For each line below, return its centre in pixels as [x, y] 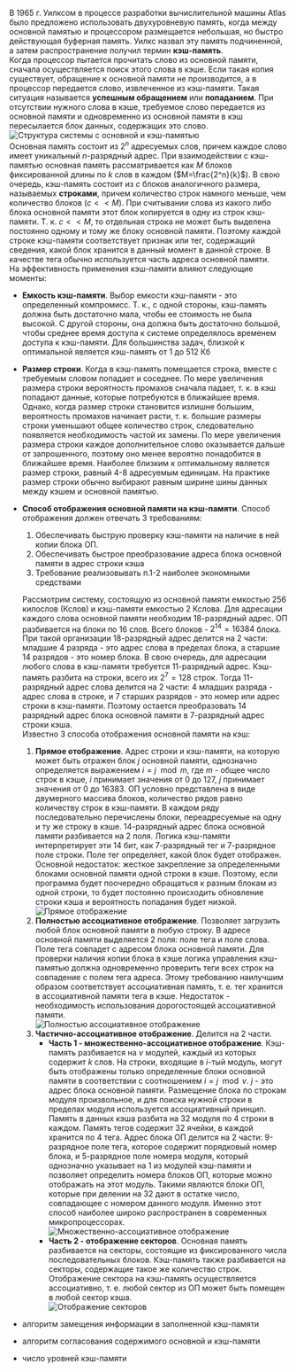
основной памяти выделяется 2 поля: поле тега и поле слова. [152, 939]
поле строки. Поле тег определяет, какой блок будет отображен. [158, 854]
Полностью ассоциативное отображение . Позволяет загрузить [158, 920]
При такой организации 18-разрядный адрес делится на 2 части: [144, 638]
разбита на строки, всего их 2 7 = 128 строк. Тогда [146, 677]
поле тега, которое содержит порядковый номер [184, 1146]
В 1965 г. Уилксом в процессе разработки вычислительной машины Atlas [148, 13]
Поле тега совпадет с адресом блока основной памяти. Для [150, 948]
